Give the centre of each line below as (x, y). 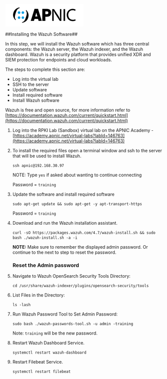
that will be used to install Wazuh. (47, 156)
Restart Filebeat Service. (38, 362)
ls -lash (21, 305)
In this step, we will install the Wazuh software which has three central (77, 44)
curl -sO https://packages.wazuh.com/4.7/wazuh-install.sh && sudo (84, 233)
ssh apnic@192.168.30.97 (38, 166)
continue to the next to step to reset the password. (64, 252)
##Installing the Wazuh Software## (41, 34)
